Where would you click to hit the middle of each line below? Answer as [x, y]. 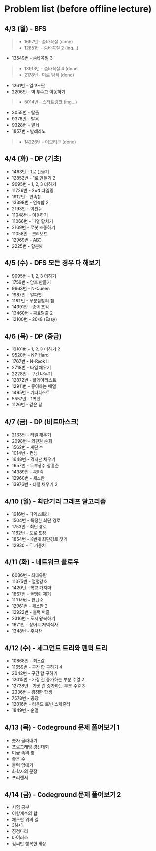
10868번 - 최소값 [28, 661]
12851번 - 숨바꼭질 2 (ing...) [51, 48]
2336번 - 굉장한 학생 [32, 692]
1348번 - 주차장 [27, 631]
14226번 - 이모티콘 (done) [50, 142]
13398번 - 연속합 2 [30, 202]
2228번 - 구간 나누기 [32, 374]
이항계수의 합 [24, 813]
